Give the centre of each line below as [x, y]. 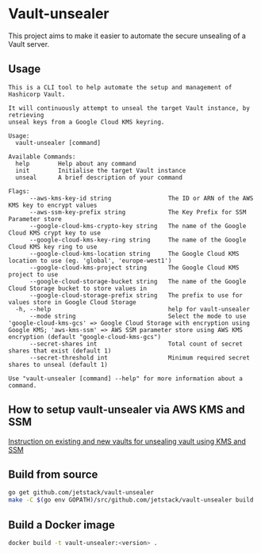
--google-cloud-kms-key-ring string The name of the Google [138, 240]
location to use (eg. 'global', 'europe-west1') [90, 261]
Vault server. [29, 44]
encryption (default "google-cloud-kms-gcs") [84, 337]
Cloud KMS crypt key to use [55, 233]
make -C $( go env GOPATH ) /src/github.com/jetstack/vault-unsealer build [131, 500]
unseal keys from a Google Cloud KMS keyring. [86, 122]
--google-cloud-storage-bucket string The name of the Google [138, 281]
